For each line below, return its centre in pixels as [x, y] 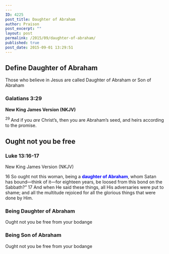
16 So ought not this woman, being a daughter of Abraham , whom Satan [81, 177]
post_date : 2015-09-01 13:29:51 [39, 47]
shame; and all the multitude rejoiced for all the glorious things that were [80, 193]
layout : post [19, 33]
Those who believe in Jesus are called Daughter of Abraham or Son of [78, 80]
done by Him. [19, 198]
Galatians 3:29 [23, 98]
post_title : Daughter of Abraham [40, 19]
